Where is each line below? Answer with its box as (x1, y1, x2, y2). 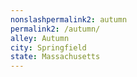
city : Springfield (10, 42, 87, 53)
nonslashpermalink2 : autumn (10, 14, 128, 25)
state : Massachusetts (10, 52, 101, 62)
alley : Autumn (10, 33, 70, 43)
